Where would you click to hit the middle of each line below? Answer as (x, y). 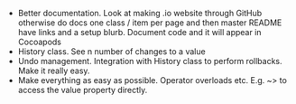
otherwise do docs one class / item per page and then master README (150, 23)
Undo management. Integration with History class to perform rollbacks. (150, 61)
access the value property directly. (83, 90)
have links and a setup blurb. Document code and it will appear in (139, 32)
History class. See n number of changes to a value (111, 52)
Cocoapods (39, 42)
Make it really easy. (54, 71)
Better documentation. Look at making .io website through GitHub (140, 13)
